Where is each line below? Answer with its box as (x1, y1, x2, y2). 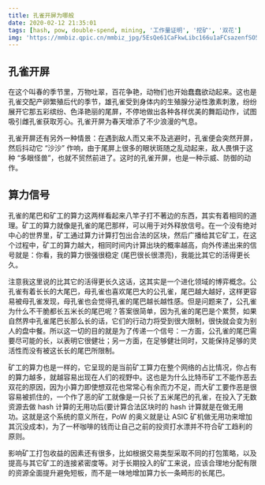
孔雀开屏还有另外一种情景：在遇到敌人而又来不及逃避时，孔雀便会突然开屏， (8, 133, 257, 143)
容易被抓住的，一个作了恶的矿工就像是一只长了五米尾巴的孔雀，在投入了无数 (8, 392, 257, 401)
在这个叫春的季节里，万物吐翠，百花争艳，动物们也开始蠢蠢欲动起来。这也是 (8, 88, 257, 97)
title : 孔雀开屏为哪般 (8, 11, 75, 20)
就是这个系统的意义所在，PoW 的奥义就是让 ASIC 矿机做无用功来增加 (28, 412, 252, 421)
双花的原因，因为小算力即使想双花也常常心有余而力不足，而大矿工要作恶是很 (8, 382, 257, 391)
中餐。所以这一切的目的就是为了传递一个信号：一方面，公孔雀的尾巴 (28, 326, 250, 335)
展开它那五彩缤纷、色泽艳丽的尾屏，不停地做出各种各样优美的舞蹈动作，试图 (8, 107, 257, 117)
